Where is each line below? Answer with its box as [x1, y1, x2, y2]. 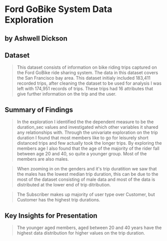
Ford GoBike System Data [4, 4, 112, 15]
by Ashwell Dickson [4, 34, 68, 43]
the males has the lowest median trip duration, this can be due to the [16, 171, 158, 177]
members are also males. [16, 156, 69, 162]
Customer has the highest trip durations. [16, 197, 100, 203]
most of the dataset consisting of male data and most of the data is [16, 176, 155, 182]
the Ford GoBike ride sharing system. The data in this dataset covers [16, 70, 158, 76]
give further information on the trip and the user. [16, 91, 116, 97]
